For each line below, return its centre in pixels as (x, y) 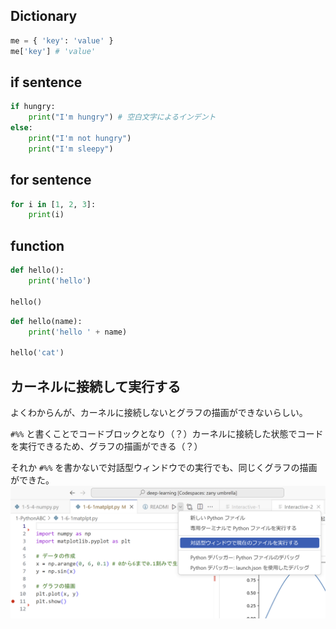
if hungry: (33, 107)
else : (21, 128)
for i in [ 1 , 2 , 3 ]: (53, 204)
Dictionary (44, 16)
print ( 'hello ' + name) (78, 332)
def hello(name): (46, 321)
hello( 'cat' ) (37, 353)
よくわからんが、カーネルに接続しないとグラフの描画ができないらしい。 (159, 412)
